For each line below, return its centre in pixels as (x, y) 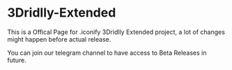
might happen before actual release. (59, 39)
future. (17, 60)
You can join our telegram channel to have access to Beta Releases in (107, 53)
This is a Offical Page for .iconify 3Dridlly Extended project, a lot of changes (116, 32)
